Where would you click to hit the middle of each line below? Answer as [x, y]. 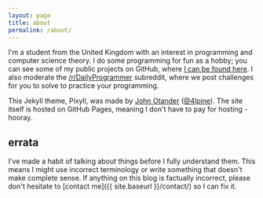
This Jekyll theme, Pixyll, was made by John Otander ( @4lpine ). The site [126, 101]
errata [24, 142]
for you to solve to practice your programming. [84, 86]
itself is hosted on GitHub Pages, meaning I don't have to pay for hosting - [128, 109]
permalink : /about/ [40, 30]
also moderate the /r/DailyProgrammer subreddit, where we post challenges [131, 77]
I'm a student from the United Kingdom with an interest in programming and [130, 53]
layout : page [29, 15]
